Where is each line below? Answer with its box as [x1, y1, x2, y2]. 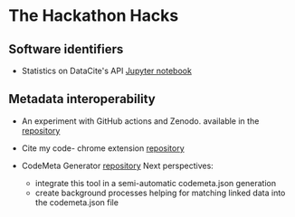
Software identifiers [8, 42, 124, 57]
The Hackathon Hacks [8, 5, 179, 26]
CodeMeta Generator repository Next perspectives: [21, 160, 214, 171]
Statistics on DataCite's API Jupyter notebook [21, 65, 192, 76]
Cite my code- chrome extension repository [21, 142, 185, 154]
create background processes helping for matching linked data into [34, 187, 286, 198]
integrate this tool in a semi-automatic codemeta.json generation [34, 177, 277, 188]
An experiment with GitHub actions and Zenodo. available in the [21, 115, 260, 127]
